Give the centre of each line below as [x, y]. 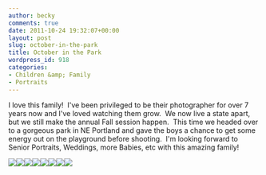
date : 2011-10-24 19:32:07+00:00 [64, 30]
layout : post [30, 38]
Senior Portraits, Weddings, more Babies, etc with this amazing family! [124, 147]
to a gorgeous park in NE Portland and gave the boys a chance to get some [132, 130]
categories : [28, 68]
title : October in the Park [55, 52]
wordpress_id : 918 [39, 60]
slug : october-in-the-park [53, 45]
